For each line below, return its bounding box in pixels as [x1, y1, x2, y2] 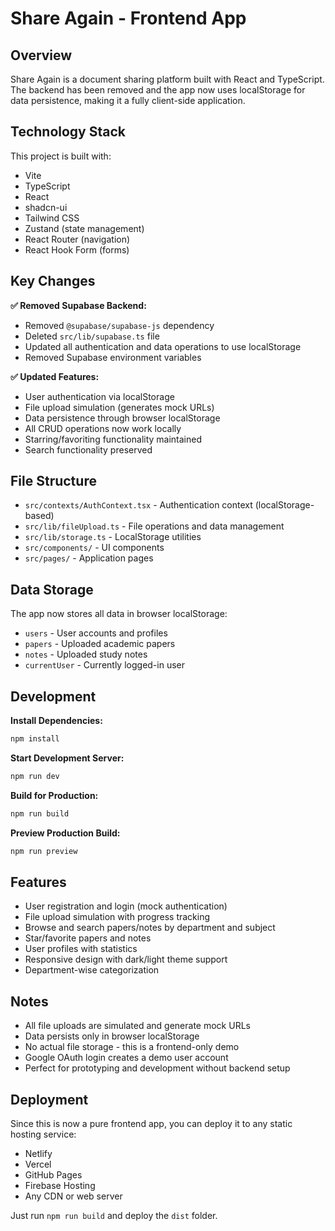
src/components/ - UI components [24, 542, 165, 554]
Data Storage [10, 581, 94, 598]
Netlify [24, 1148, 53, 1159]
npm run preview [10, 846, 78, 856]
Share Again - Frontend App [10, 7, 247, 30]
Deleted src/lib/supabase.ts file [24, 330, 160, 342]
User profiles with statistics [24, 943, 138, 955]
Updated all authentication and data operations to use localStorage [24, 340, 302, 352]
